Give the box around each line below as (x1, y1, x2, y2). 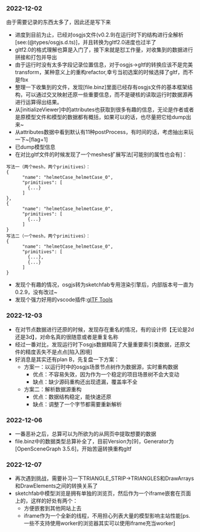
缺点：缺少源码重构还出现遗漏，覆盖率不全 (32, 378, 138, 385)
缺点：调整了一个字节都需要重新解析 (32, 400, 122, 408)
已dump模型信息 (14, 144, 56, 151)
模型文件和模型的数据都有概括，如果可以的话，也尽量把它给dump (25, 114, 186, 121)
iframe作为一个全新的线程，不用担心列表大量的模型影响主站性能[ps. (23, 512, 190, 519)
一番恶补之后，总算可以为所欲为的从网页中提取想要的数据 (14, 430, 156, 437)
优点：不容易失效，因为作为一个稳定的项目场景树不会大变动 (32, 370, 180, 378)
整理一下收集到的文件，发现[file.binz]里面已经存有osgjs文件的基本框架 (14, 84, 188, 91)
